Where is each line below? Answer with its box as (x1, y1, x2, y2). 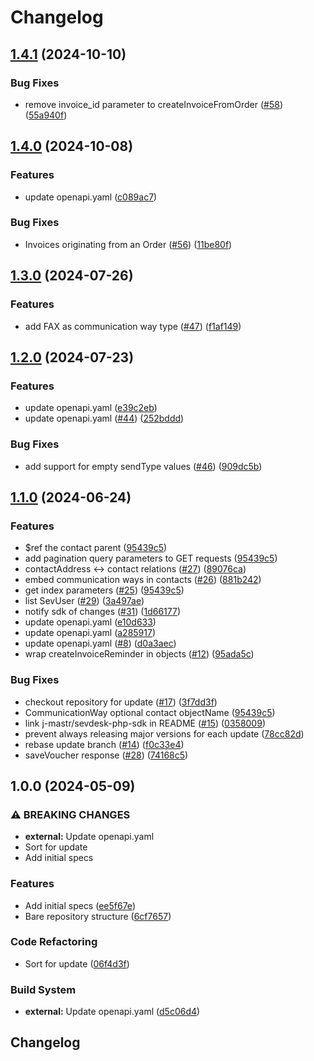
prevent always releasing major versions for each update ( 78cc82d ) (24, 727, 305, 740)
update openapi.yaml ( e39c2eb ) (24, 402, 158, 414)
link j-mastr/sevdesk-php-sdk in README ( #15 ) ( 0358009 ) (24, 717, 266, 729)
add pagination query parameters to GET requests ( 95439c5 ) (24, 552, 278, 565)
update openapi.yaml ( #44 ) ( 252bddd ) (24, 412, 185, 425)
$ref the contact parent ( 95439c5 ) (24, 542, 168, 554)
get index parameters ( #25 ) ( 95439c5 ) (24, 584, 185, 596)
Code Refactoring (10, 935, 98, 949)
